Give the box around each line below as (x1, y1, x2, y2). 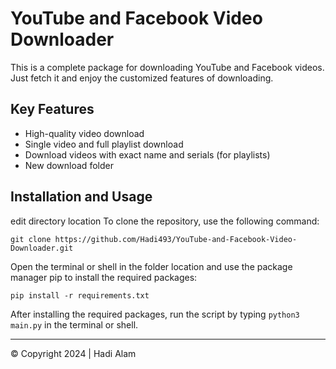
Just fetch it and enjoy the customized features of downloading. (10, 72, 274, 84)
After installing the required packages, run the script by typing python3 (10, 308, 300, 320)
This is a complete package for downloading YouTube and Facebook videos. (10, 61, 325, 73)
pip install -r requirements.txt (10, 290, 150, 301)
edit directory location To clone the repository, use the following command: (10, 215, 320, 227)
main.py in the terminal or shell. (10, 318, 139, 331)
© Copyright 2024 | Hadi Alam (10, 347, 137, 359)
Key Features (10, 101, 95, 118)
